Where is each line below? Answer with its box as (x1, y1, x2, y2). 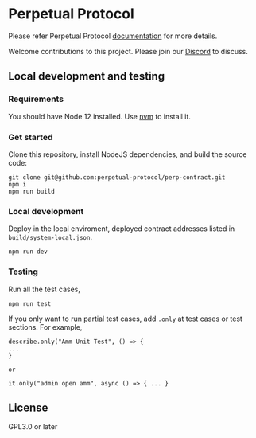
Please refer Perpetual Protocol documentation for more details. (8, 31, 218, 41)
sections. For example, (8, 322, 83, 331)
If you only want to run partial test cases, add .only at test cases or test (8, 314, 242, 323)
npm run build (8, 187, 56, 195)
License (8, 401, 48, 414)
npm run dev (8, 248, 48, 256)
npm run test (8, 299, 52, 307)
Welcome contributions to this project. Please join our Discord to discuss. (8, 46, 249, 56)
